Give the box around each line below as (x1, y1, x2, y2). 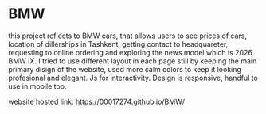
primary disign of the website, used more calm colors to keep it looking (8, 64, 241, 74)
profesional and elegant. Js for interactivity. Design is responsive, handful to (8, 73, 259, 82)
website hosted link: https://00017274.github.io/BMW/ (8, 97, 186, 106)
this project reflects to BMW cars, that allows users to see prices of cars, (8, 31, 248, 40)
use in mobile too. (8, 81, 67, 91)
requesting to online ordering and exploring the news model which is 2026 (8, 47, 253, 57)
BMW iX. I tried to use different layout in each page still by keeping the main (8, 56, 257, 66)
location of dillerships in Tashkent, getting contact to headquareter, (8, 39, 229, 48)
